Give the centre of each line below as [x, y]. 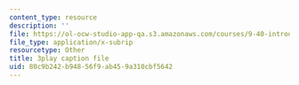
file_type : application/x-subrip [71, 42]
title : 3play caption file [59, 58]
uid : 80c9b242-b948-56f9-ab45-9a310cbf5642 [91, 67]
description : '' [39, 26]
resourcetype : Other [48, 50]
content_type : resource [53, 17]
